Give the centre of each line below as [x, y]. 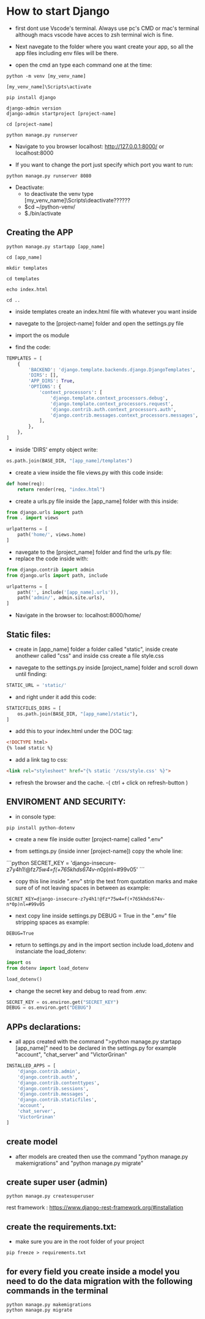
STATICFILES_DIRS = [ [34, 708]
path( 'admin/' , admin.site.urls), [61, 598]
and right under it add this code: [56, 697]
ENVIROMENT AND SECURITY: [66, 802]
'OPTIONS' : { [45, 387]
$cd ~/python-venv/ [50, 207]
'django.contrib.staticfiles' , [57, 1100]
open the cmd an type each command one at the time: [84, 65]
